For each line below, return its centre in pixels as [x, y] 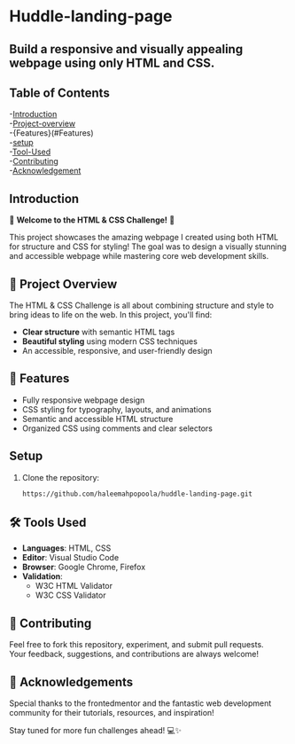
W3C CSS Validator [70, 595]
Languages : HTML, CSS [66, 548]
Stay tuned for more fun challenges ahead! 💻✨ [95, 730]
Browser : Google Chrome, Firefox [84, 567]
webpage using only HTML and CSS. [112, 63]
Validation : [43, 576]
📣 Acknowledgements [71, 681]
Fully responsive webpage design [83, 400]
